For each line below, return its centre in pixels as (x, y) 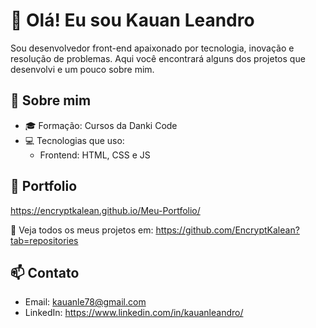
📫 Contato (45, 272)
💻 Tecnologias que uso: (74, 140)
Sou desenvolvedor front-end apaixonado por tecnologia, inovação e (152, 48)
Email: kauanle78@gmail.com (85, 302)
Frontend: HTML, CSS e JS (95, 155)
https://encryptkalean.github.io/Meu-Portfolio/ (105, 210)
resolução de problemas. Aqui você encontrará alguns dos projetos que (158, 58)
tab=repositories (44, 240)
